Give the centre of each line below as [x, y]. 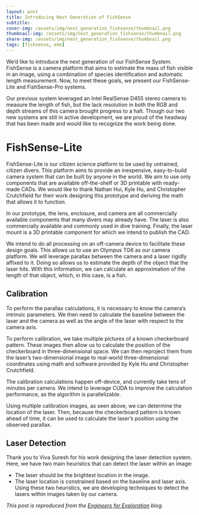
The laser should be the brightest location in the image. [82, 475]
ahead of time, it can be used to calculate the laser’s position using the [92, 418]
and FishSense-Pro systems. [52, 87]
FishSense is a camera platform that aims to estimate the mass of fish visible [99, 68]
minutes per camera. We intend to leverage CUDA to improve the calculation [99, 388]
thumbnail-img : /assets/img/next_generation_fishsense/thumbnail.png [94, 34]
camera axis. [22, 327]
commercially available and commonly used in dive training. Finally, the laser [99, 225]
